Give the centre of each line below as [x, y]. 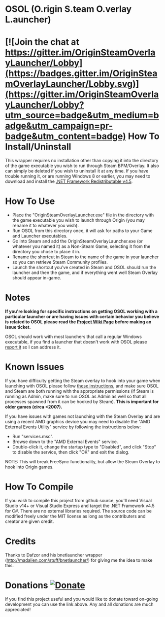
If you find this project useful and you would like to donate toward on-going [82, 599]
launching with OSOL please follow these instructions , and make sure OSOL [82, 386]
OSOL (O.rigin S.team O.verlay [68, 9]
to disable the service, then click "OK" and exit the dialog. [71, 452]
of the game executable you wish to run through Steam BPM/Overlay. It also [82, 166]
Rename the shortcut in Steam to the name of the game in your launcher [85, 257]
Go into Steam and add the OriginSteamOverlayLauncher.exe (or [77, 241]
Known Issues [35, 367]
